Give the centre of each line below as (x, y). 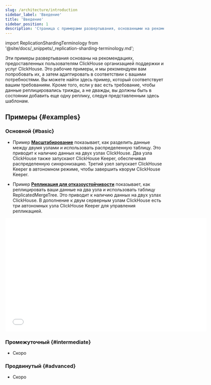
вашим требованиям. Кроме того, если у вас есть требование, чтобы (80, 85)
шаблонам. (17, 101)
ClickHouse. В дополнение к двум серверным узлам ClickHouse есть (87, 200)
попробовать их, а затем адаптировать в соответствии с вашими (76, 74)
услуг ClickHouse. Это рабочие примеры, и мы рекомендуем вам (76, 69)
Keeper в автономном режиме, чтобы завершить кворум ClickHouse (86, 169)
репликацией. (27, 211)
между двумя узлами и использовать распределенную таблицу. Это (87, 147)
